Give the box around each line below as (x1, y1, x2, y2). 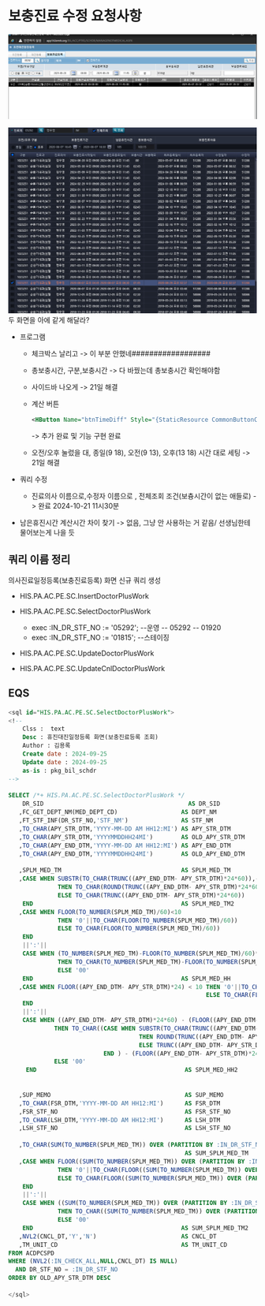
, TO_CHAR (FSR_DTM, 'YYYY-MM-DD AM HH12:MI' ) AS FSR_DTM (18, 1099, 221, 1107)
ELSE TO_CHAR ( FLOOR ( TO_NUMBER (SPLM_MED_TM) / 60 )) (58, 924, 221, 933)
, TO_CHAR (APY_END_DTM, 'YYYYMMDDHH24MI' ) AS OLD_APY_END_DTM (18, 849, 245, 858)
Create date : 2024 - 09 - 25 (22, 750, 108, 758)
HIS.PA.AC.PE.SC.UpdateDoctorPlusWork (19, 648, 155, 658)
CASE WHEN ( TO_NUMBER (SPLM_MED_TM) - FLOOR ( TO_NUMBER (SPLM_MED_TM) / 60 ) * (22, 950, 259, 958)
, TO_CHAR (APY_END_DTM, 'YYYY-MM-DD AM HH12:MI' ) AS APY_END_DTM (18, 841, 231, 849)
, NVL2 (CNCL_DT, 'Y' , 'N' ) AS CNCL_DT (18, 1232, 217, 1241)
